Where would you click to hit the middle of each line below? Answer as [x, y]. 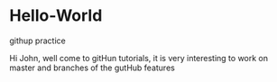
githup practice [37, 41]
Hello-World [56, 16]
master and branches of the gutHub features [92, 68]
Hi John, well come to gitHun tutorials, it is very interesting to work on [139, 58]
